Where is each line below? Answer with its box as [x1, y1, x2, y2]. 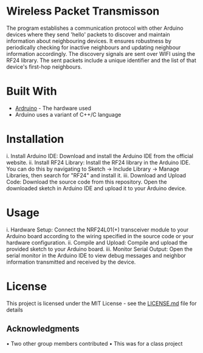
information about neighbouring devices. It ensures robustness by [6, 37, 172, 44]
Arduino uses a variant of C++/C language [15, 111, 122, 118]
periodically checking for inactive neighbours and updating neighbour [6, 44, 181, 51]
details [6, 306, 23, 314]
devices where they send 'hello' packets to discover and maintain [6, 30, 170, 38]
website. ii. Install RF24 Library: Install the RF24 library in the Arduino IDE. [6, 159, 190, 166]
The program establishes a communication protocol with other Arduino [6, 24, 184, 32]
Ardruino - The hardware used [15, 105, 92, 112]
